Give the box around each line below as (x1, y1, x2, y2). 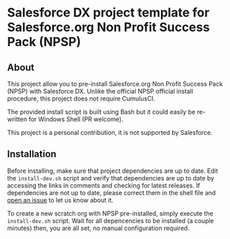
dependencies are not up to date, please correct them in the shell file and (7, 188, 216, 197)
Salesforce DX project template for (7, 5, 210, 21)
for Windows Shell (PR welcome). (28, 115, 124, 123)
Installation (7, 148, 57, 160)
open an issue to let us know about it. (7, 196, 114, 204)
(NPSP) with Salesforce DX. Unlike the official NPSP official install (7, 87, 193, 95)
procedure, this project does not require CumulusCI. (7, 94, 155, 103)
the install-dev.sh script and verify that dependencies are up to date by (7, 174, 215, 182)
